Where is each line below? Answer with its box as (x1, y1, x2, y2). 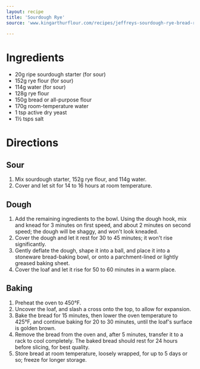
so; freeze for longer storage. (14, 356, 87, 363)
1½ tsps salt (14, 115, 44, 122)
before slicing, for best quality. (14, 343, 90, 350)
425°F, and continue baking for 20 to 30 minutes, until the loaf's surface (14, 318, 192, 325)
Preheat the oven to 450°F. (14, 299, 82, 306)
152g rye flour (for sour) (14, 77, 74, 84)
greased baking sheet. (14, 260, 70, 266)
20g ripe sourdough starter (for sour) (14, 71, 106, 78)
